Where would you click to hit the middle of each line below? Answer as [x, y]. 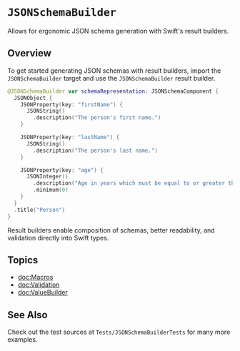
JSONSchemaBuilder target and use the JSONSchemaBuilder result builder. [111, 78]
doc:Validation [39, 285]
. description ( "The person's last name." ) [96, 151]
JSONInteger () [47, 177]
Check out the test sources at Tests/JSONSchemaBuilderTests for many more [119, 332]
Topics [23, 260]
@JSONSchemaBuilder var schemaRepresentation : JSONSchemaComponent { [113, 91]
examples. [22, 340]
